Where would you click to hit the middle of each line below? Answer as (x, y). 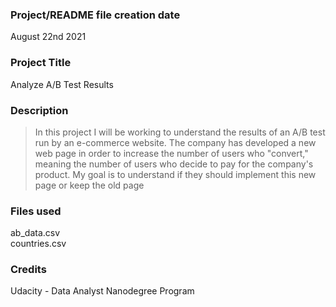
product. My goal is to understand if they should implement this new (175, 174)
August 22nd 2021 (48, 37)
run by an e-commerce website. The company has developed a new (175, 142)
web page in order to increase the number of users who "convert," (171, 153)
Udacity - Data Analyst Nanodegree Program (102, 291)
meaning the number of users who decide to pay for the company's (174, 164)
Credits (28, 270)
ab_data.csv (35, 233)
